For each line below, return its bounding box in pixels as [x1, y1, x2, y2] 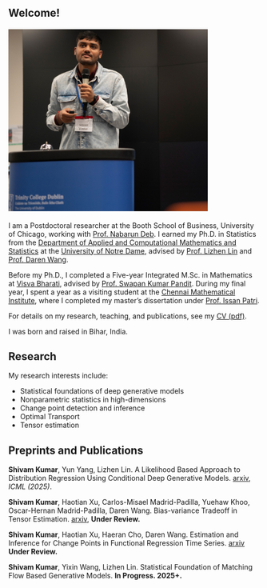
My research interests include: [8, 371, 109, 381]
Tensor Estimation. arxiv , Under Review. [8, 514, 141, 524]
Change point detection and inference [19, 403, 145, 413]
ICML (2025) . [8, 482, 52, 491]
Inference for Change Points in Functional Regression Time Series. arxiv [8, 538, 245, 548]
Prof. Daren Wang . [8, 254, 69, 264]
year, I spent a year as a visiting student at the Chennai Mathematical [8, 287, 236, 297]
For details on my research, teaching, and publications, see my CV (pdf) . [8, 311, 248, 321]
